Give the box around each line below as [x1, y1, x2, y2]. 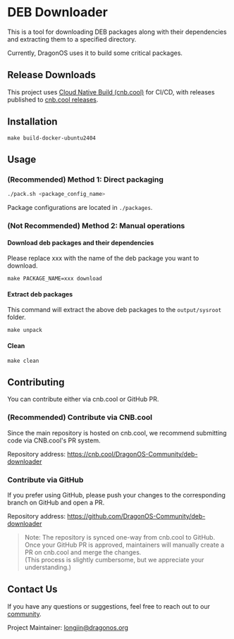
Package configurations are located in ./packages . [7, 204, 153, 212]
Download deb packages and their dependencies [7, 238, 154, 247]
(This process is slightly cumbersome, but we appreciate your [24, 556, 204, 564]
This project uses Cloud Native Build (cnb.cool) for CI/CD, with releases [7, 87, 215, 96]
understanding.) [24, 563, 72, 571]
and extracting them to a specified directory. [7, 35, 137, 43]
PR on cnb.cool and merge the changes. [24, 548, 142, 557]
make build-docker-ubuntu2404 [7, 135, 97, 142]
